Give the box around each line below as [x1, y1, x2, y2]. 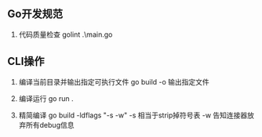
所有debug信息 [25, 120, 75, 129]
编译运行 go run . [18, 93, 74, 103]
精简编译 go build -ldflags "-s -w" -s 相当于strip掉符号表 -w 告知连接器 [18, 110, 248, 120]
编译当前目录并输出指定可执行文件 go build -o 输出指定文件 [18, 77, 209, 86]
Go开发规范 [7, 7, 64, 21]
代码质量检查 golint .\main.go [18, 30, 113, 39]
